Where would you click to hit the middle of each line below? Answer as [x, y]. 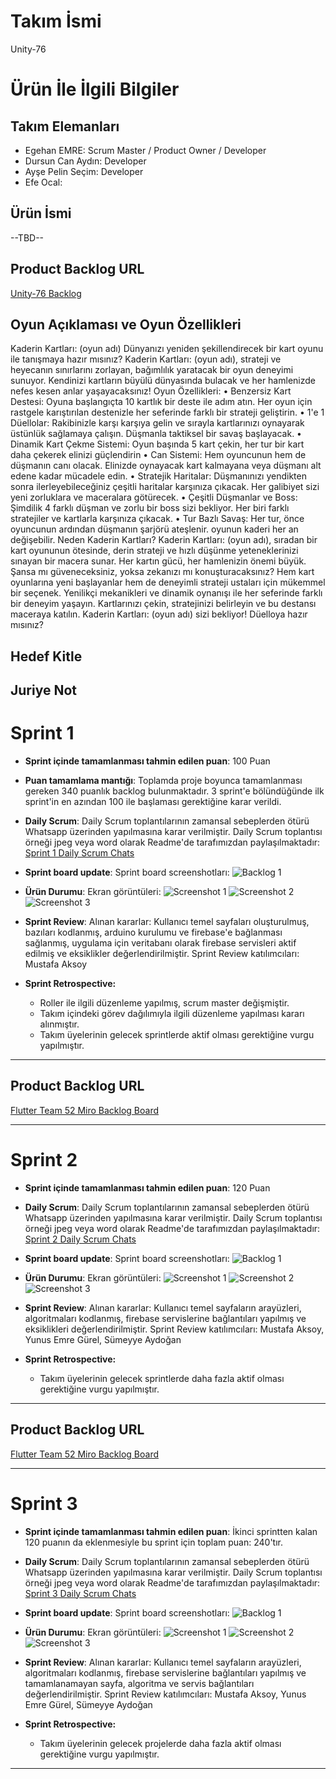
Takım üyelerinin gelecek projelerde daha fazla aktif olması [160, 1743]
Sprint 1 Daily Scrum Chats [79, 853]
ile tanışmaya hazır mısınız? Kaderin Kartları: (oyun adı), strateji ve [146, 359]
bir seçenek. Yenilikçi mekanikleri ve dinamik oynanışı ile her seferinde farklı [166, 593]
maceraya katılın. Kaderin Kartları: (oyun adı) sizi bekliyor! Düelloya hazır [159, 614]
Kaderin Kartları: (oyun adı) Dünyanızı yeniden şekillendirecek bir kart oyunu [167, 349]
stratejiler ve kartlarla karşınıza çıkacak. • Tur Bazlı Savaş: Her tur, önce [157, 519]
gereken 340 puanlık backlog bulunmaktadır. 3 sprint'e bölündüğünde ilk [174, 791]
